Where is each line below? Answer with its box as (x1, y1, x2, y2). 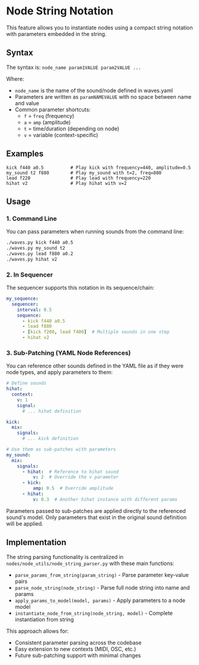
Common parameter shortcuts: (14, 106, 91, 113)
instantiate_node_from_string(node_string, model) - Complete (14, 609, 173, 617)
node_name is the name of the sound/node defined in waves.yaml (14, 87, 173, 94)
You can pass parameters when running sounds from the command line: (6, 228, 184, 235)
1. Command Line (6, 214, 57, 223)
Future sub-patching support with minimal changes (14, 651, 142, 659)
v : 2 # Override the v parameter (32, 474, 119, 480)
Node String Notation (6, 4, 114, 18)
